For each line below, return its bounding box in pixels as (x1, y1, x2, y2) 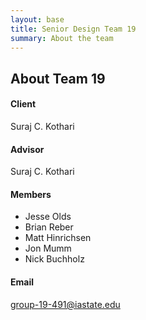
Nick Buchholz (24, 253, 85, 265)
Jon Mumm (24, 242, 72, 255)
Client (10, 98, 37, 110)
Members (10, 188, 52, 200)
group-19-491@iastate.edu (10, 298, 121, 310)
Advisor (10, 143, 45, 155)
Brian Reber (24, 221, 74, 233)
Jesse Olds (24, 211, 72, 223)
